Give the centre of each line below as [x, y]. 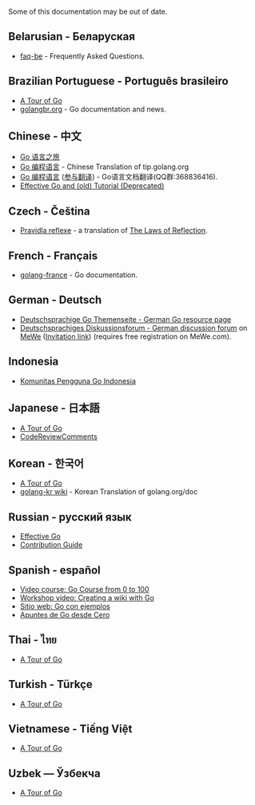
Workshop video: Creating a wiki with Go [87, 598]
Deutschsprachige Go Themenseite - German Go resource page [126, 319]
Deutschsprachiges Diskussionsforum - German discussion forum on [133, 328]
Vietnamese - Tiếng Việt [70, 729]
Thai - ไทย [33, 640]
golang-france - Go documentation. [79, 275]
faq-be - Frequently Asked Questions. [82, 56]
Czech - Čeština [49, 211]
